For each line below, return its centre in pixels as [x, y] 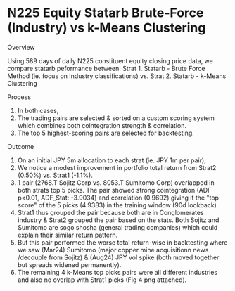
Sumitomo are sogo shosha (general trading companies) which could [118, 227]
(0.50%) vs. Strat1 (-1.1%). [55, 175]
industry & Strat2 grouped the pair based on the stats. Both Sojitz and [118, 220]
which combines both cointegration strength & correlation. [102, 125]
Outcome [21, 146]
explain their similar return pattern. [68, 235]
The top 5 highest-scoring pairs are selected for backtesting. [106, 133]
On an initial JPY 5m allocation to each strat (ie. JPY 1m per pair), [112, 160]
